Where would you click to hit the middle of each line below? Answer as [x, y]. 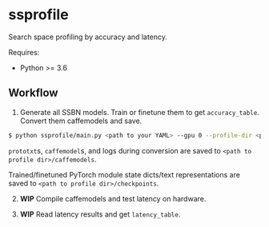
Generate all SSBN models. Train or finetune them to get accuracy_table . [140, 112]
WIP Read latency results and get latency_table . [100, 214]
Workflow [33, 93]
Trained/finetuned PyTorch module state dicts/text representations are [124, 174]
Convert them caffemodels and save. [81, 121]
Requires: [24, 52]
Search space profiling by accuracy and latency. [88, 37]
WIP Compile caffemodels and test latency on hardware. [113, 198]
